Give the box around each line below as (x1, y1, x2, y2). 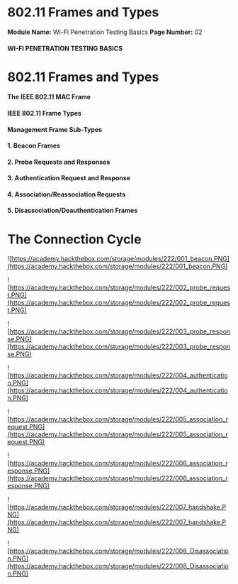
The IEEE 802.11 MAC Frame (7, 93, 91, 101)
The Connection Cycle (7, 231, 142, 247)
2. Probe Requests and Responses (7, 158, 110, 166)
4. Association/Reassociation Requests (7, 189, 126, 199)
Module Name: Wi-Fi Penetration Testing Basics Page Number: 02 (7, 28, 203, 36)
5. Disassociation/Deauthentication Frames (7, 206, 138, 215)
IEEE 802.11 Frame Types (7, 109, 81, 117)
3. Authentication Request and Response (7, 174, 131, 182)
